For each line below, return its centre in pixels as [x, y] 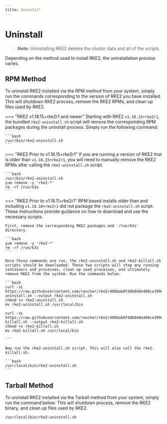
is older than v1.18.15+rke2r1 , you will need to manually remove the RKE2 [81, 160]
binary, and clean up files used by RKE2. [46, 408]
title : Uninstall [23, 10]
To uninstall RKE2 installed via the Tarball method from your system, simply [82, 398]
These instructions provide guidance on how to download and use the [77, 212]
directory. [16, 230]
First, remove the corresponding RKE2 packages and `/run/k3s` [72, 226]
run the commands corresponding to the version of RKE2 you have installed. [83, 96]
